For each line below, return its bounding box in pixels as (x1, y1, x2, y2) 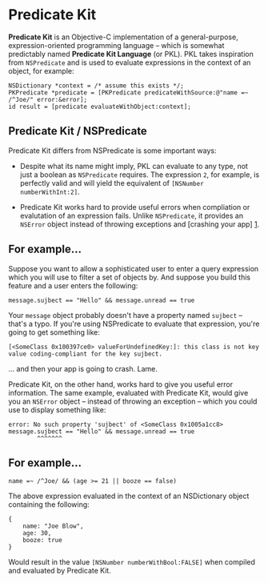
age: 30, (22, 529, 52, 537)
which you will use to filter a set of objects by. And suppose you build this (8, 272, 250, 282)
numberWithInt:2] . (19, 187, 80, 196)
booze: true (22, 537, 62, 545)
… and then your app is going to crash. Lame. (8, 364, 158, 373)
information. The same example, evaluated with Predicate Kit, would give (8, 388, 249, 397)
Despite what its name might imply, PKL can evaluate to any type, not (19, 161, 248, 171)
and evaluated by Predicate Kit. (8, 566, 112, 576)
